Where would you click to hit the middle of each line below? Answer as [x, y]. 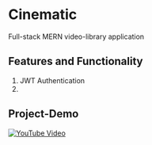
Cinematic [43, 15]
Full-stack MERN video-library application [76, 36]
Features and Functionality [76, 61]
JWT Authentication [52, 80]
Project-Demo [44, 114]
